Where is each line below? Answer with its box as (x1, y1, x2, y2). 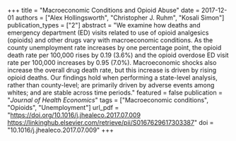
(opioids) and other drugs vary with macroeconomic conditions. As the (7, 36, 213, 44)
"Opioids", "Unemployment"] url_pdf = (7, 104, 119, 111)
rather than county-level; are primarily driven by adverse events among (7, 81, 215, 89)
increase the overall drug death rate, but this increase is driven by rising (7, 66, 217, 74)
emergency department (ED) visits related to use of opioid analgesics (7, 28, 209, 37)
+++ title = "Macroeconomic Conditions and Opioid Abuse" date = (7, 6, 200, 14)
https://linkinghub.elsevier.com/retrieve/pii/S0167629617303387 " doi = (7, 118, 214, 126)
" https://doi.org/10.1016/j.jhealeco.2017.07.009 (7, 111, 141, 119)
